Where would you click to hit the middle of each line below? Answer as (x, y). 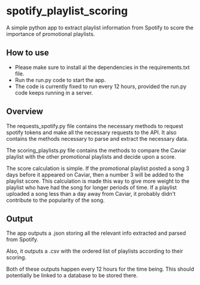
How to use (28, 53)
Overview (25, 112)
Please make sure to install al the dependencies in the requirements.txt (102, 67)
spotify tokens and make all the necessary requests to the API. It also (91, 132)
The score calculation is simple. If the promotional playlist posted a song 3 (98, 168)
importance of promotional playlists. (51, 34)
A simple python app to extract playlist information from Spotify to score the (100, 28)
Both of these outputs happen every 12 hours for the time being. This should (100, 269)
